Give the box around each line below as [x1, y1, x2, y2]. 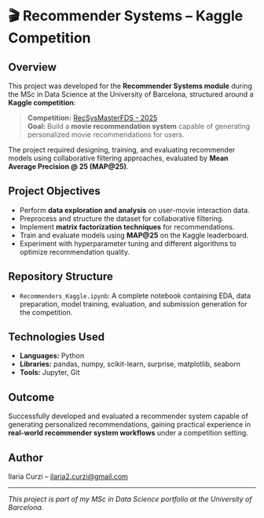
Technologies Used [8, 330, 104, 343]
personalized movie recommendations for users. [27, 130, 185, 139]
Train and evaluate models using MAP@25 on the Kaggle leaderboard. [19, 230, 249, 240]
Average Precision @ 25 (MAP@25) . [8, 162, 129, 171]
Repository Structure [8, 270, 114, 284]
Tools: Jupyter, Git [19, 368, 80, 377]
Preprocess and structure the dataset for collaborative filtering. [19, 214, 224, 223]
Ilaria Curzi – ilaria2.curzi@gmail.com [8, 472, 128, 481]
